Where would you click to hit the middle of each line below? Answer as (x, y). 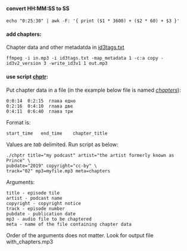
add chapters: (24, 34)
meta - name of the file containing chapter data (69, 224)
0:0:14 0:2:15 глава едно (41, 101)
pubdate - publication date (41, 214)
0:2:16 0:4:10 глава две (40, 106)
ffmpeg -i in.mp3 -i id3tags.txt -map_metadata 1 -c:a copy (82, 58)
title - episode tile (33, 193)
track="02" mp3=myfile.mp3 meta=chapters (58, 171)
